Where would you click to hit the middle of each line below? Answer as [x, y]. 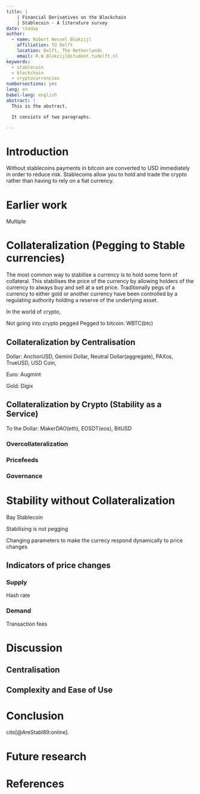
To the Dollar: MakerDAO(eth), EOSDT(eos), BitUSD [69, 428]
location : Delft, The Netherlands [60, 51]
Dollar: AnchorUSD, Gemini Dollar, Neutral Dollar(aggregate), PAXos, [90, 356]
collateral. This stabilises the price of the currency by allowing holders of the [100, 281]
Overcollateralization [37, 444]
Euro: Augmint [24, 374]
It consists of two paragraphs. [52, 117]
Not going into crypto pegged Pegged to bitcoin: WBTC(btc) [80, 324]
